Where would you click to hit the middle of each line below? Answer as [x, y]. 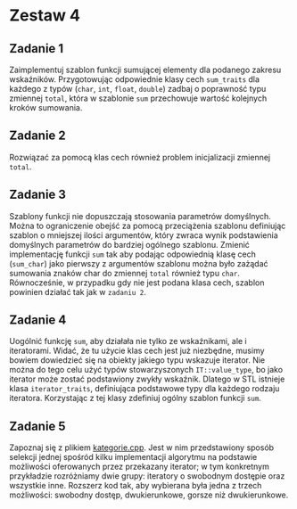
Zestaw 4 [45, 16]
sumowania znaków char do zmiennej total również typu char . [125, 273]
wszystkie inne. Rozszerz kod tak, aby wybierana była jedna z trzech [136, 486]
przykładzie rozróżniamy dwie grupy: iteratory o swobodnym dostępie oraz [147, 476]
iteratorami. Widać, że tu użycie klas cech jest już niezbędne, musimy [137, 351]
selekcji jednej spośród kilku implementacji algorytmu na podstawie [133, 457]
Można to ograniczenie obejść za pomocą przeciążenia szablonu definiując [148, 226]
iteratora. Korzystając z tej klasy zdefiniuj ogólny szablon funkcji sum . [135, 398]
